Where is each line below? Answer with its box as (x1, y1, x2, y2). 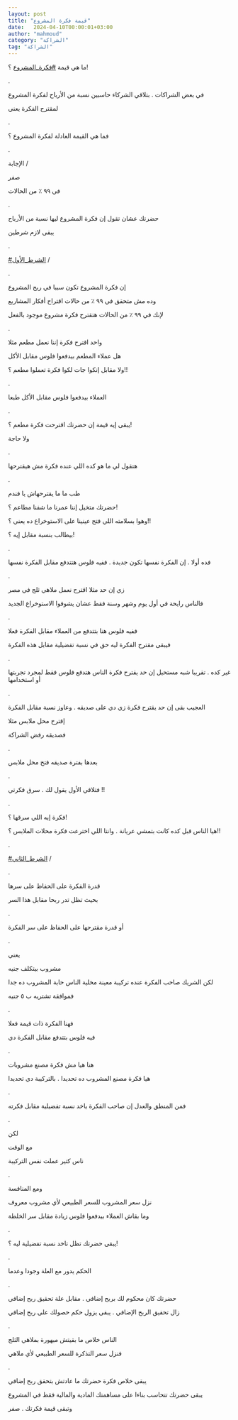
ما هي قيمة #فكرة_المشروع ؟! (8, 63, 89, 71)
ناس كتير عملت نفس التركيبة (8, 1157, 84, 1165)
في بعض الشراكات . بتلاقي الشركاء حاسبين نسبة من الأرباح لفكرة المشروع (8, 90, 205, 99)
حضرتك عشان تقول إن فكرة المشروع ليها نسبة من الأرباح (8, 214, 159, 222)
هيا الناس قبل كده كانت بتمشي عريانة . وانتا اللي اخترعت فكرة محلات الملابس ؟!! (8, 827, 221, 835)
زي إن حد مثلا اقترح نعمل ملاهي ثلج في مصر (8, 585, 125, 593)
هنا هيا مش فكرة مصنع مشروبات (8, 1060, 94, 1069)
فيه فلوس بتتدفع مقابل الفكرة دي (8, 1033, 96, 1041)
